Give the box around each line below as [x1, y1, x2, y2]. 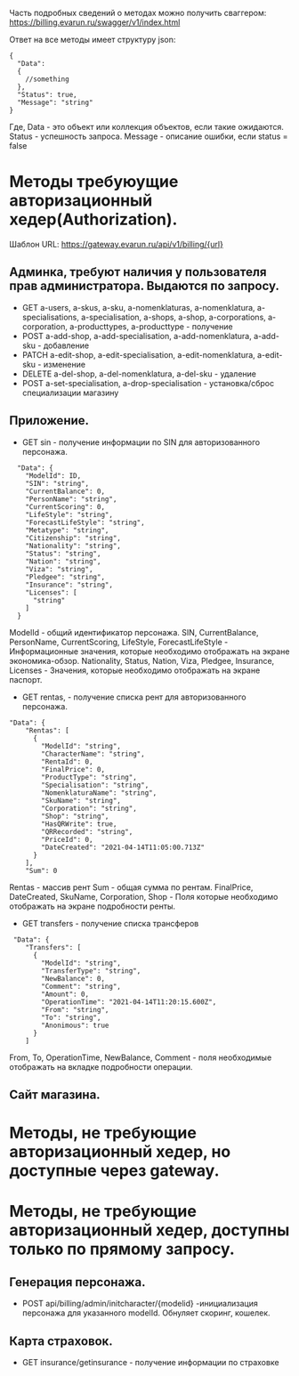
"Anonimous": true [41, 1021, 109, 1030]
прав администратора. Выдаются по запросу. [9, 279, 280, 294]
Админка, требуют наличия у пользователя [9, 264, 267, 279]
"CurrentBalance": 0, [25, 487, 105, 496]
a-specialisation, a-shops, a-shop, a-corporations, [81, 312, 267, 322]
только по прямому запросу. [9, 1239, 236, 1259]
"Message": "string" [17, 98, 93, 107]
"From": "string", [41, 1005, 109, 1014]
